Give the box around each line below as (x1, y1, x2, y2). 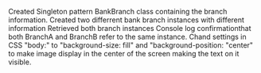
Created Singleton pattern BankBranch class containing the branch (8, 7, 228, 16)
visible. (8, 57, 32, 67)
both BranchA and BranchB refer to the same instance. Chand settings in (8, 32, 247, 41)
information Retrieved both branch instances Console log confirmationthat (8, 24, 252, 33)
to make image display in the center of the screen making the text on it (8, 49, 240, 58)
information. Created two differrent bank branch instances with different (8, 15, 245, 25)
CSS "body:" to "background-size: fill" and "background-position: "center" (8, 40, 253, 50)
